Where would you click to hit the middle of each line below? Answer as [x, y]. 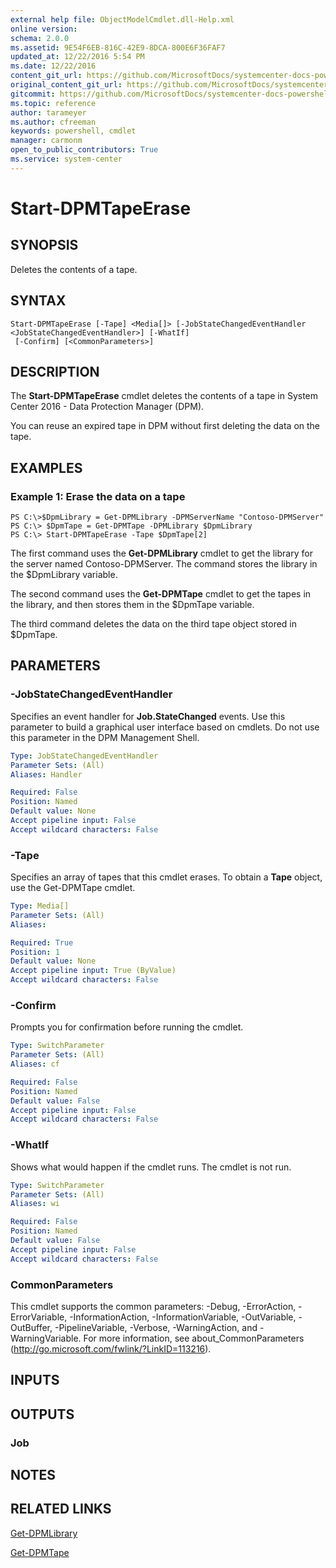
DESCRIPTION [55, 371]
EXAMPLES [46, 467]
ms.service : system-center [66, 159]
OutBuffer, [31, 1327]
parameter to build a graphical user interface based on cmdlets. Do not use [165, 727]
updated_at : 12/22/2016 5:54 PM [77, 57]
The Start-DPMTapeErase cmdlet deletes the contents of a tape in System [164, 396]
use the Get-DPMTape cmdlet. [73, 888]
